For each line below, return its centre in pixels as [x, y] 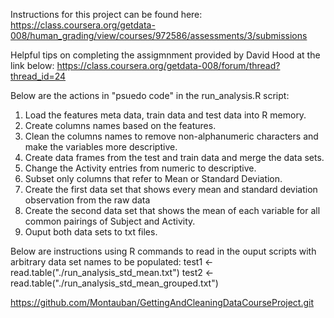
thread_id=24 [38, 76]
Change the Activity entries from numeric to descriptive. [140, 168]
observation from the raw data [87, 200]
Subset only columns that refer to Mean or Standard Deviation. [153, 178]
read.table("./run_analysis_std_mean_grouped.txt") [114, 283]
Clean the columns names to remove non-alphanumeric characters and [171, 136]
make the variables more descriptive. [101, 147]
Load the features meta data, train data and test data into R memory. [165, 115]
